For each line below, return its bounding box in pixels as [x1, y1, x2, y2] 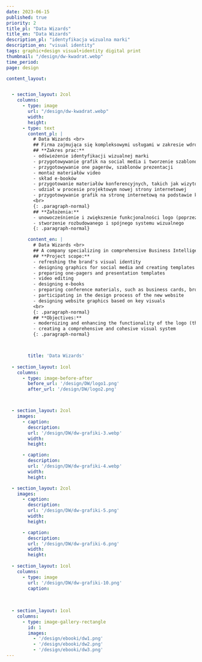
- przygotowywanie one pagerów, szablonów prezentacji [32, 164, 173, 170]
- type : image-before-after [22, 375, 93, 381]
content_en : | [28, 237, 63, 243]
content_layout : [6, 76, 47, 82]
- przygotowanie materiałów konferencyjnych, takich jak [32, 181, 179, 187]
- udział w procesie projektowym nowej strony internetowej [32, 187, 187, 193]
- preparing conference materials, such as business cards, [32, 287, 187, 293]
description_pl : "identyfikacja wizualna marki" [6, 37, 130, 43]
